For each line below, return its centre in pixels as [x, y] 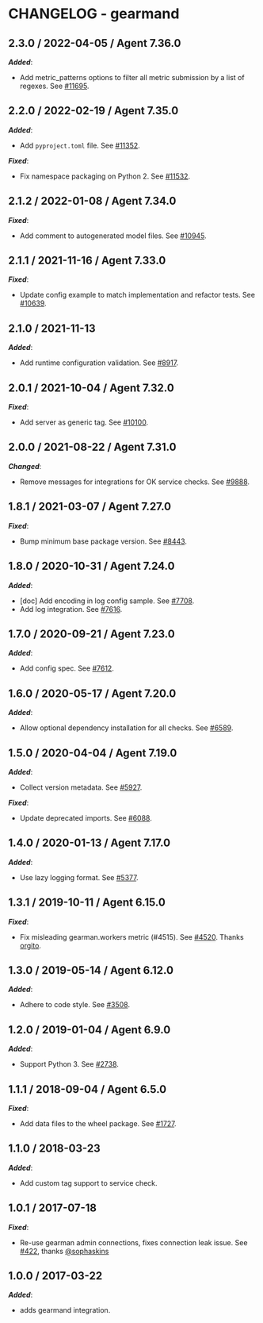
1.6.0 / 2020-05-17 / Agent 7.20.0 [92, 693]
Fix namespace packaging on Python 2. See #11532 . [105, 176]
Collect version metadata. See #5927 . [81, 787]
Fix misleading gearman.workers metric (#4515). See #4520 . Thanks [131, 936]
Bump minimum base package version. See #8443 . [103, 541]
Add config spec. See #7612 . [67, 668]
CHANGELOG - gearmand [94, 14]
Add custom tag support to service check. [88, 1183]
